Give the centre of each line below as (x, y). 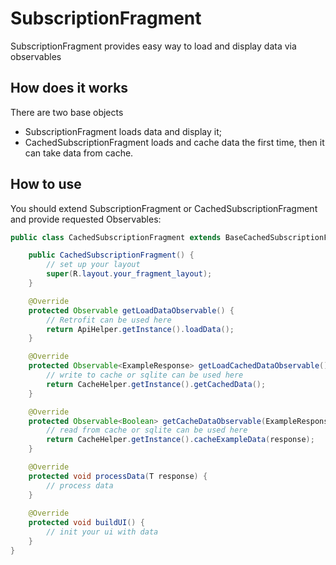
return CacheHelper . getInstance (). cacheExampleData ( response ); (180, 440)
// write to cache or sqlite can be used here (145, 375)
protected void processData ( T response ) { (118, 476)
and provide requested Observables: (86, 219)
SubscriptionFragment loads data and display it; (123, 131)
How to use (46, 184)
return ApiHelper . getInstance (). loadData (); (140, 329)
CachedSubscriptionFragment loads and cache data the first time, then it (174, 142)
